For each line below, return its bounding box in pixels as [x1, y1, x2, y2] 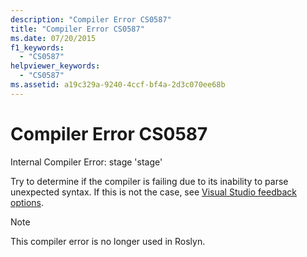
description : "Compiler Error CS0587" [10, 14, 172, 25]
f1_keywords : [10, 42, 65, 53]
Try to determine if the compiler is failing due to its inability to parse [10, 175, 289, 187]
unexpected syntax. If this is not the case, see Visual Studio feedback [10, 186, 297, 198]
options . [10, 196, 45, 208]
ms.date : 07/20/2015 [10, 33, 97, 43]
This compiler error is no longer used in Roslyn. [10, 235, 206, 247]
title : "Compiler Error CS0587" [10, 24, 145, 34]
